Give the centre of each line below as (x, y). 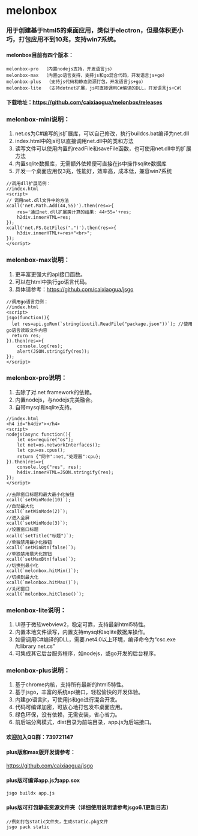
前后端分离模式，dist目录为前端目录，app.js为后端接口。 (85, 722)
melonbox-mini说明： (38, 119)
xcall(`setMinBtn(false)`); (41, 548)
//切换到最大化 (22, 577)
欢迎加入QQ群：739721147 (40, 737)
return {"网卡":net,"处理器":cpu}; (59, 456)
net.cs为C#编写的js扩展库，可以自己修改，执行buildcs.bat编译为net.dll (102, 133)
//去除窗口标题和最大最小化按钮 (40, 494)
